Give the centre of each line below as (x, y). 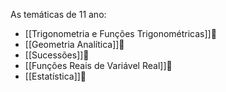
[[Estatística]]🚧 (55, 76)
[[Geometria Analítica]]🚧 (74, 44)
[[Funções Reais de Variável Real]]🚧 (98, 65)
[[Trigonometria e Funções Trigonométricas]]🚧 (120, 33)
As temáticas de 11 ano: (58, 14)
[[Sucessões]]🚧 (57, 55)
